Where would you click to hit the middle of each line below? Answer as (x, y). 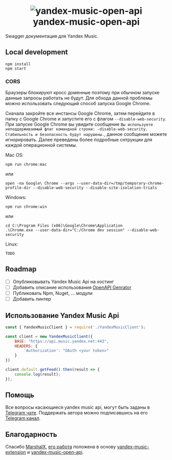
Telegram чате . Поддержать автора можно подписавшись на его (77, 413)
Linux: (12, 244)
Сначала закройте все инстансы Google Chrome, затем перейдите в (80, 113)
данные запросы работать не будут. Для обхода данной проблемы (79, 98)
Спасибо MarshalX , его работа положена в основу (61, 447)
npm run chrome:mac (26, 165)
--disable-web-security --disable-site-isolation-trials (95, 188)
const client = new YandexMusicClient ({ (49, 336)
